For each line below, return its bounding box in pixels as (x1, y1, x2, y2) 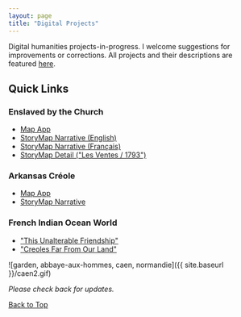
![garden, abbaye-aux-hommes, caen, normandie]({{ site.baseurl (8, 260, 224, 269)
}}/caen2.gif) (8, 268, 52, 278)
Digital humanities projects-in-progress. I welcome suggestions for (8, 41, 231, 51)
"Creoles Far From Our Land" (19, 244, 117, 254)
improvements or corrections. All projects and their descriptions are (8, 50, 233, 60)
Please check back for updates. (8, 284, 114, 294)
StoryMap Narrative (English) (19, 133, 117, 143)
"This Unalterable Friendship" (19, 236, 118, 245)
